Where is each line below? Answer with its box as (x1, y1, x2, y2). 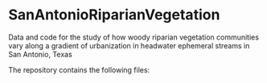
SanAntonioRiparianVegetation (8, 6, 220, 24)
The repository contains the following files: (8, 64, 150, 74)
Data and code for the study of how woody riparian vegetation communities (8, 32, 260, 42)
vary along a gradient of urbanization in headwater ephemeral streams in (8, 40, 250, 50)
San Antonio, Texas (8, 49, 72, 59)
